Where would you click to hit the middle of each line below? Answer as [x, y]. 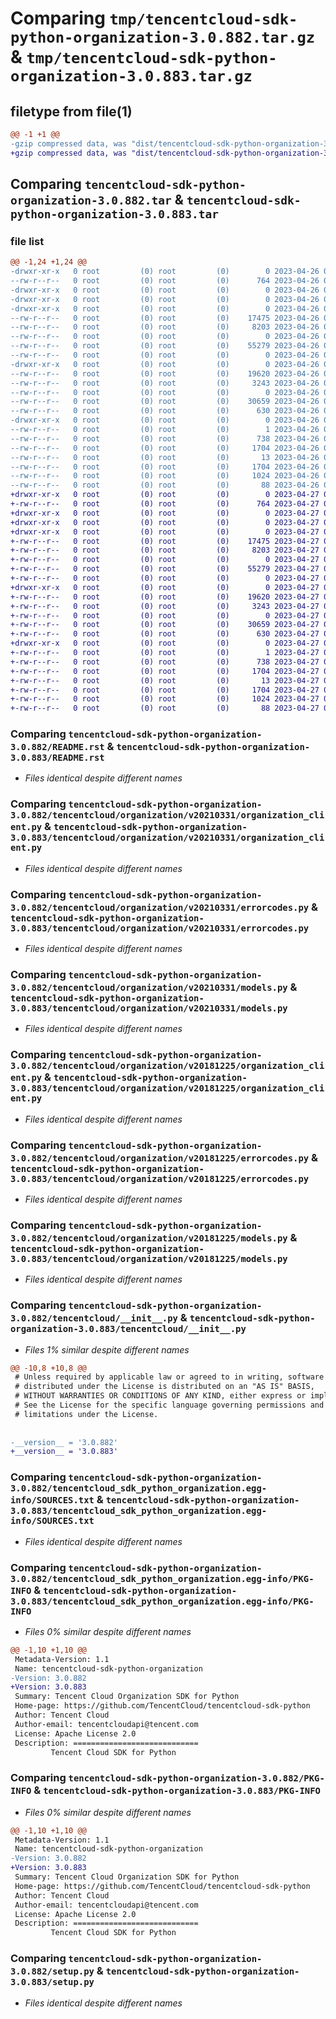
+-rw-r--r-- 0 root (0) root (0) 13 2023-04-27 [165, 680]
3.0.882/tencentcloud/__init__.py [94, 1318]
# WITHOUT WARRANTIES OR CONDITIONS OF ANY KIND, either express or [160, 1396]
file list [27, 241]
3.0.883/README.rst [57, 758]
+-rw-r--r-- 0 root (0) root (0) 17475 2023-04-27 [165, 541]
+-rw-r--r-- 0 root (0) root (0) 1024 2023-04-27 [165, 699]
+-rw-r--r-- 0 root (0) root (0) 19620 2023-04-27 [165, 597]
